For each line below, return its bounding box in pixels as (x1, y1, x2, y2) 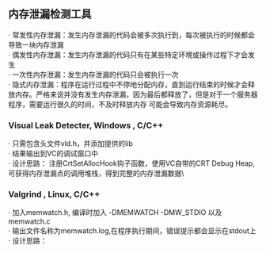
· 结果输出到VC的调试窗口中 (8, 149, 99, 159)
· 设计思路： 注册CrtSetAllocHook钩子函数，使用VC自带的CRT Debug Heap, (8, 159, 256, 168)
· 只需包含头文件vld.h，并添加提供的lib (8, 139, 133, 148)
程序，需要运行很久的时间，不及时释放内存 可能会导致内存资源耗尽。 (8, 99, 232, 109)
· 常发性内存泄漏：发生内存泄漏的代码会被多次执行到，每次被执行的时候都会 (8, 30, 255, 40)
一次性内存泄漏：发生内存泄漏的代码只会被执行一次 (11, 70, 179, 79)
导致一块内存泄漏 (8, 40, 64, 49)
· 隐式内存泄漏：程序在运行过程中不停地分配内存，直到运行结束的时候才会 (8, 79, 248, 89)
